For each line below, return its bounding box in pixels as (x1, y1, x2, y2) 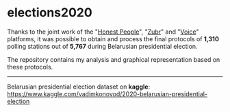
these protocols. (7, 63, 53, 71)
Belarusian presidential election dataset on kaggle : (7, 82, 151, 91)
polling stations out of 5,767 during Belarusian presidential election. (7, 42, 198, 50)
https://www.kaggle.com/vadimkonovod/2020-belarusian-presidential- (7, 89, 207, 98)
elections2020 (7, 5, 92, 21)
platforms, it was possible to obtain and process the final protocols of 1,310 (7, 34, 219, 43)
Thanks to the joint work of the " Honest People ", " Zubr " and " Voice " (7, 27, 200, 36)
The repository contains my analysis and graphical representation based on (7, 55, 220, 63)
